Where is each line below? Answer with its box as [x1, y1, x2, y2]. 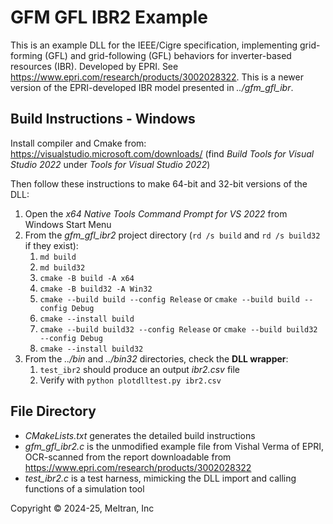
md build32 [39, 262, 86, 273]
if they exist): [24, 239, 79, 251]
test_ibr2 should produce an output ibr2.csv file [39, 363, 240, 375]
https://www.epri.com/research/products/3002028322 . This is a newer [10, 71, 304, 83]
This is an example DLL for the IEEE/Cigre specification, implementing [10, 39, 298, 51]
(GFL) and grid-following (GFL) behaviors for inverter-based [44, 49, 292, 61]
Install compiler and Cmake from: [10, 137, 147, 149]
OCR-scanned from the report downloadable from [24, 451, 232, 463]
